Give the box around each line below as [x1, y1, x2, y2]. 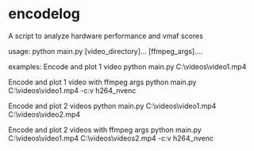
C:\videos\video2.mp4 [8, 109, 81, 119]
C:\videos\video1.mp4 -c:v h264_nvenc [8, 85, 137, 95]
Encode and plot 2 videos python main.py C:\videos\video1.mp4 [8, 101, 217, 110]
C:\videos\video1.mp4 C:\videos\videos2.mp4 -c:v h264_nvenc [8, 133, 214, 143]
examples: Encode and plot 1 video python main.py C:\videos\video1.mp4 [8, 61, 247, 72]
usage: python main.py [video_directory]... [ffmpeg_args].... [8, 46, 203, 56]
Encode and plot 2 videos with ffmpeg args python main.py [8, 125, 202, 134]
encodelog [8, 5, 81, 23]
